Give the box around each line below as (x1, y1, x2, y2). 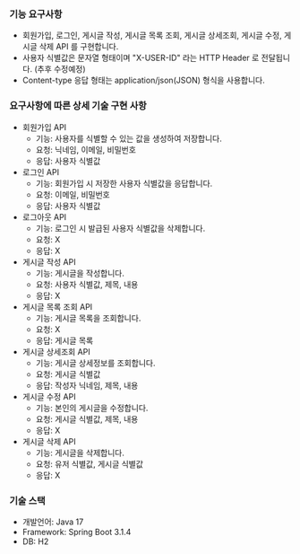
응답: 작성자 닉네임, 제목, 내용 (35, 380, 139, 391)
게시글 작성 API (21, 256, 76, 267)
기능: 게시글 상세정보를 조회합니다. (35, 357, 156, 368)
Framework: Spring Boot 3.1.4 (21, 526, 132, 537)
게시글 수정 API (21, 391, 76, 401)
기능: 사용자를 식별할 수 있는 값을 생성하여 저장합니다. (35, 133, 222, 144)
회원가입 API (21, 121, 67, 132)
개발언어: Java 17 (21, 516, 84, 527)
